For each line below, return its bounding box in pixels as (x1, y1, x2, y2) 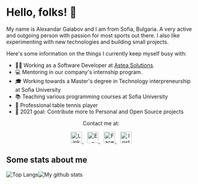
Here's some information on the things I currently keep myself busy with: (6, 49, 187, 57)
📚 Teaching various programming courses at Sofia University (14, 93, 169, 100)
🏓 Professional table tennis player (14, 101, 98, 109)
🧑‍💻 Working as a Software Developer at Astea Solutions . (14, 62, 155, 69)
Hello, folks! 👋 (6, 5, 77, 19)
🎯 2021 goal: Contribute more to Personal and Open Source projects (14, 108, 184, 115)
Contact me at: (82, 119, 120, 127)
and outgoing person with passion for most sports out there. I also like (6, 31, 180, 39)
